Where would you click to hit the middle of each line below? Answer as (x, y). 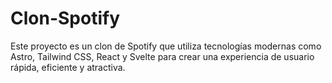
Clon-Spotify (65, 18)
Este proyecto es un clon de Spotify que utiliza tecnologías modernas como (166, 46)
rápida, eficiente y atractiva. (68, 67)
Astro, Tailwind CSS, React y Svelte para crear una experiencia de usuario (162, 56)
